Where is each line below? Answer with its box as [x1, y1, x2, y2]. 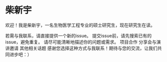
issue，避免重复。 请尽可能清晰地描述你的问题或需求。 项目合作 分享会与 [5, 38, 157, 45]
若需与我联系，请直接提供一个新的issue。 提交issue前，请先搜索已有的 [5, 32, 152, 38]
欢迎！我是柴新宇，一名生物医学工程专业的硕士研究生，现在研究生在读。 [5, 22, 155, 28]
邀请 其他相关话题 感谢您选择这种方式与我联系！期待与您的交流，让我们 [9, 45, 157, 51]
